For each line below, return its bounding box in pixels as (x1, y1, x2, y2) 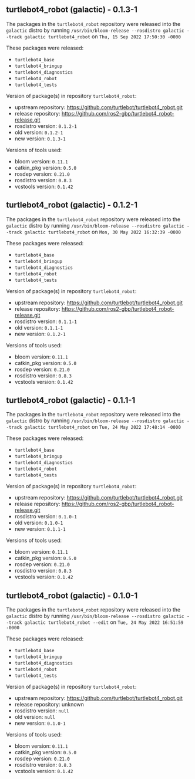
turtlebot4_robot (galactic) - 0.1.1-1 (6, 395, 136, 406)
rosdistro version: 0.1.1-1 (14, 318, 78, 325)
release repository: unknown (14, 701, 84, 708)
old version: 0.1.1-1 (14, 324, 63, 331)
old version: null (14, 714, 56, 721)
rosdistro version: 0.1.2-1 (14, 122, 78, 129)
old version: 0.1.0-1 (14, 519, 63, 527)
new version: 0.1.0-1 (14, 719, 66, 727)
